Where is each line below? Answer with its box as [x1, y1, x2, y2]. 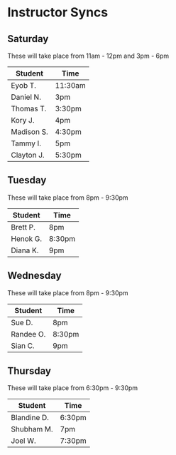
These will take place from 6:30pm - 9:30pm [7, 384, 138, 392]
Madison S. [11, 127, 48, 136]
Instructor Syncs [7, 4, 109, 21]
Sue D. [11, 317, 33, 327]
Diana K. [11, 245, 39, 255]
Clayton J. [11, 150, 45, 160]
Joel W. [11, 436, 37, 446]
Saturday [7, 33, 49, 45]
